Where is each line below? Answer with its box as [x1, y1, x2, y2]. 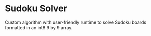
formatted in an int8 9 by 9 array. [5, 24, 73, 30]
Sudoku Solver [5, 3, 67, 14]
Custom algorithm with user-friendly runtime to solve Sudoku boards [5, 19, 146, 25]
